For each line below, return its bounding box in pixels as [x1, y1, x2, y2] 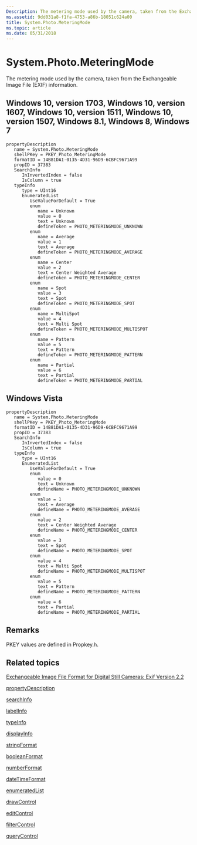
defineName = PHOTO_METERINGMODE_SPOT [37, 547, 133, 553]
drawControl [6, 799, 36, 806]
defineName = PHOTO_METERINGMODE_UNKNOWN [37, 486, 141, 492]
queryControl [6, 833, 38, 840]
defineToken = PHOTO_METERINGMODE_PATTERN [37, 351, 143, 358]
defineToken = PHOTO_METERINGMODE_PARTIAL [37, 377, 143, 383]
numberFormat [6, 764, 42, 772]
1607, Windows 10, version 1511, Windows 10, [6, 107, 174, 117]
